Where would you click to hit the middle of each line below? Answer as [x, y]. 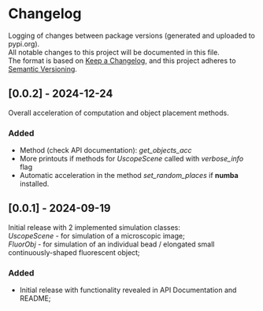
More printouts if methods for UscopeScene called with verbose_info [131, 159]
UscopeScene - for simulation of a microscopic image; [96, 235]
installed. [34, 184]
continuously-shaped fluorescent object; [74, 252]
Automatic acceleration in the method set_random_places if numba [129, 176]
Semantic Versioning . [43, 68]
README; [35, 298]
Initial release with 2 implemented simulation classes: [94, 227]
